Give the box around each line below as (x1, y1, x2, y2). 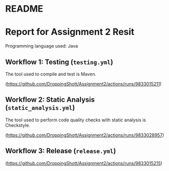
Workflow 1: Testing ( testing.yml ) (5, 58, 113, 66)
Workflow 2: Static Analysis (5, 96, 95, 104)
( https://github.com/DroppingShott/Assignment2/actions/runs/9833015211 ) (5, 80, 162, 87)
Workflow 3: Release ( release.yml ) (5, 147, 116, 155)
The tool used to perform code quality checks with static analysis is (5, 117, 146, 123)
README (5, 3, 44, 15)
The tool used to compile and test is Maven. (5, 71, 97, 77)
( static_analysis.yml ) (5, 103, 75, 112)
